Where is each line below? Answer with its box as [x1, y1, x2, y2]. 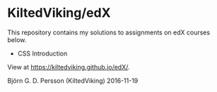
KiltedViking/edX [7, 5, 111, 21]
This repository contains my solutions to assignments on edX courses [7, 28, 211, 37]
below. [7, 35, 27, 44]
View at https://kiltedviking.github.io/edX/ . [7, 63, 130, 71]
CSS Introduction [17, 49, 68, 58]
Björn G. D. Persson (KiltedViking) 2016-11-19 [7, 76, 139, 85]
